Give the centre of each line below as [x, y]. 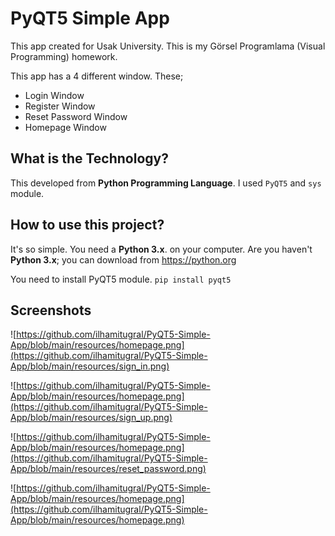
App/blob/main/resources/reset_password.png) [108, 469]
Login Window [54, 95]
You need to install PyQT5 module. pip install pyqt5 [121, 279]
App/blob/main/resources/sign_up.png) [91, 418]
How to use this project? [87, 225]
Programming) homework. [64, 56]
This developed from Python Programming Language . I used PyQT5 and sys [166, 183]
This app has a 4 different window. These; [97, 76]
